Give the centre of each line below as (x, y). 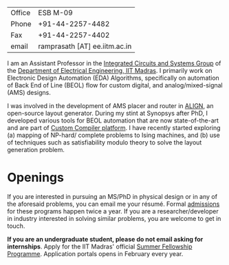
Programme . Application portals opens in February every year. (95, 253)
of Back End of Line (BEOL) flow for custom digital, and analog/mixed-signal (115, 85)
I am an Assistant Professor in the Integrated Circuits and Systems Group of (114, 63)
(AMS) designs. (29, 93)
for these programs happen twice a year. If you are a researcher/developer (113, 211)
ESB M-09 (56, 13)
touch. (16, 226)
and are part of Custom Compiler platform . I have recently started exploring (114, 128)
